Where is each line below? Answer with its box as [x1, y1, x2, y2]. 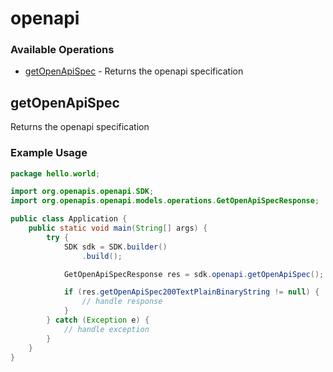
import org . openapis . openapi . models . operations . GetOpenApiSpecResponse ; [10, 196, 320, 206]
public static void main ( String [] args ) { [28, 223, 208, 234]
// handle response [81, 297, 163, 307]
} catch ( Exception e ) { [46, 315, 150, 326]
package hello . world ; [10, 168, 101, 179]
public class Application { [10, 214, 128, 224]
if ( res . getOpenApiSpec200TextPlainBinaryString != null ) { [63, 287, 320, 297]
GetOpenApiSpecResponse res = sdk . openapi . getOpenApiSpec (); [63, 269, 325, 279]
